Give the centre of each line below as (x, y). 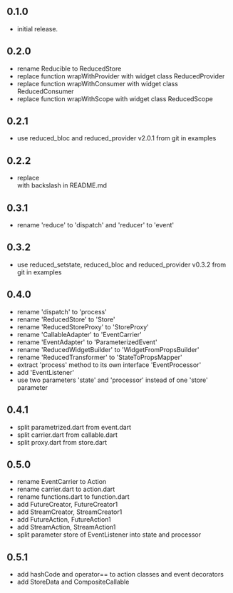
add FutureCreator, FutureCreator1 (67, 505)
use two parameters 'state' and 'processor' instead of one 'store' (112, 380)
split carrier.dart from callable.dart (67, 435)
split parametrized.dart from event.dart (74, 427)
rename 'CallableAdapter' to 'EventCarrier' (79, 334)
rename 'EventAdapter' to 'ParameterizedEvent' (87, 342)
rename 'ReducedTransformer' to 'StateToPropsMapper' (99, 357)
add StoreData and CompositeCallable (73, 582)
